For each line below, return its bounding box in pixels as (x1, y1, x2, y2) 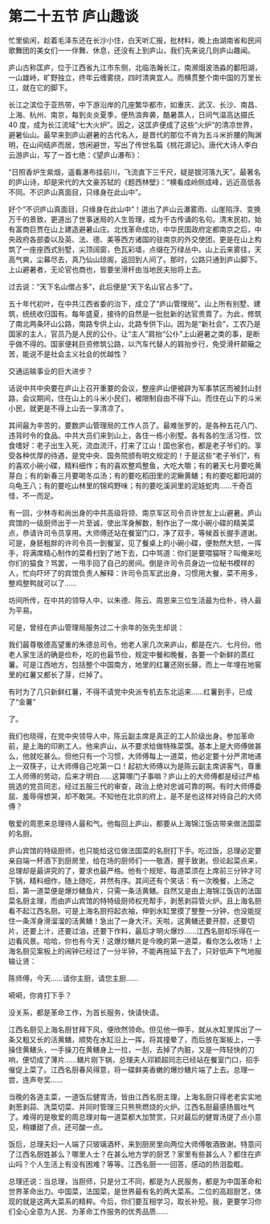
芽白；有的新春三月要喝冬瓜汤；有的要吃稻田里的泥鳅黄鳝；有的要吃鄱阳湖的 (8, 470, 262, 480)
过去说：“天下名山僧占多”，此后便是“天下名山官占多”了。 (8, 281, 197, 291)
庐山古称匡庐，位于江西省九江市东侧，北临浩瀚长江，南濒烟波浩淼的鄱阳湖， (8, 62, 262, 72)
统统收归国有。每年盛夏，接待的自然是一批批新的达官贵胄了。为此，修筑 (22, 309, 262, 318)
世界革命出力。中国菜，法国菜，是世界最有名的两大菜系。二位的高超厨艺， (8, 1186, 255, 1196)
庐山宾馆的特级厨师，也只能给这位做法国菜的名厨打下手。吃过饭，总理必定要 (8, 845, 262, 855)
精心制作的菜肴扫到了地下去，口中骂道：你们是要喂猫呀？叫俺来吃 (43, 548, 262, 557)
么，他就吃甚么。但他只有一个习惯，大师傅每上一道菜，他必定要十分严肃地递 (8, 751, 262, 761)
